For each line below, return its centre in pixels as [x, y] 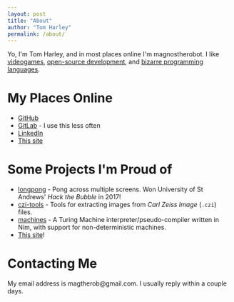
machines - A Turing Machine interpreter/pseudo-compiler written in [118, 220]
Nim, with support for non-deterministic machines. [92, 227]
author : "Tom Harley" [40, 27]
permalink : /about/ [36, 34]
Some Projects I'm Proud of [90, 170]
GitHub [28, 118]
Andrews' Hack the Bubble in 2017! [69, 197]
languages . [24, 69]
